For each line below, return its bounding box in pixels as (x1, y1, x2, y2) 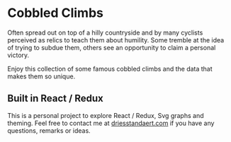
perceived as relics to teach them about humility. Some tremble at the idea (7, 35, 225, 44)
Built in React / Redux (7, 93, 104, 105)
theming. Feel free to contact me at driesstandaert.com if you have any (7, 119, 215, 127)
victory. (7, 51, 30, 59)
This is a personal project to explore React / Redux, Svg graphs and (7, 111, 204, 119)
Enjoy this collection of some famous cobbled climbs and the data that (7, 64, 213, 73)
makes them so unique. (7, 72, 76, 81)
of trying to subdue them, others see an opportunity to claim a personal (7, 43, 216, 52)
